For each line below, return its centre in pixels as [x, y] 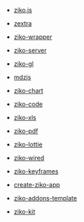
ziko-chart [28, 91]
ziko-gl [24, 64]
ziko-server [30, 50]
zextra [23, 23]
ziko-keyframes [36, 171]
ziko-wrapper [33, 37]
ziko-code [28, 104]
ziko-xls [25, 118]
